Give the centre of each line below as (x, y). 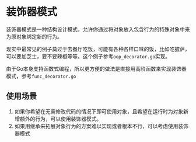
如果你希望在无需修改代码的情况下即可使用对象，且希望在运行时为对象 (99, 111)
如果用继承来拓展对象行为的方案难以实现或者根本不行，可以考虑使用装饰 (101, 126)
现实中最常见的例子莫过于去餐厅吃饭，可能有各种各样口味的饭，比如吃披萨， (98, 49)
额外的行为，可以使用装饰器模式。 (61, 119)
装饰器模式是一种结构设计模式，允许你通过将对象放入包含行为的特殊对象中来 (98, 29)
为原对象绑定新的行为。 (34, 36)
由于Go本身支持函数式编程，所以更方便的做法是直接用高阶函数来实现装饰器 (96, 68)
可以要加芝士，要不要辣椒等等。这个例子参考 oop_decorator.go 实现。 (88, 56)
